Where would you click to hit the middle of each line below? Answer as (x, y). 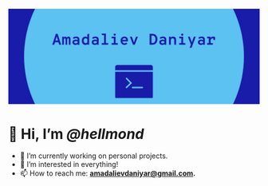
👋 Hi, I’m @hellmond (76, 134)
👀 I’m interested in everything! (69, 164)
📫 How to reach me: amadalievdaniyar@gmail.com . (108, 173)
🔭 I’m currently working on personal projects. (94, 156)
